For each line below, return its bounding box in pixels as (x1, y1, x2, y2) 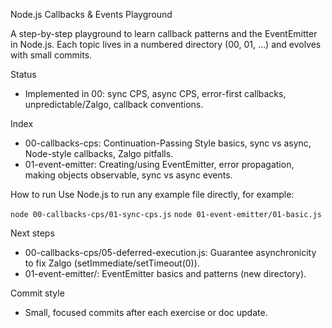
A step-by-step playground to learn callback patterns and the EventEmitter (10, 28, 318, 39)
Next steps (10, 227, 55, 239)
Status (10, 69, 37, 80)
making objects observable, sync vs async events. (24, 169, 233, 181)
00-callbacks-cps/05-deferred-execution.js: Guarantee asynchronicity (24, 247, 317, 258)
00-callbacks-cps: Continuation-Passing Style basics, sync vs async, (24, 137, 312, 149)
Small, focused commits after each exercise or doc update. (24, 307, 268, 318)
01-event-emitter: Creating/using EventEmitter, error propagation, (24, 159, 295, 170)
